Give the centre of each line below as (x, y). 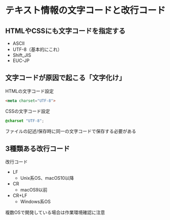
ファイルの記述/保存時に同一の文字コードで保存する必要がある (71, 131)
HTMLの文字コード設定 (30, 91)
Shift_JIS (22, 55)
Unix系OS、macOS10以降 (47, 178)
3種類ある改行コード (38, 148)
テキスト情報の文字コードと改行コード (86, 10)
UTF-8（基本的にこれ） (37, 49)
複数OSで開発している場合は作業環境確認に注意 (55, 212)
